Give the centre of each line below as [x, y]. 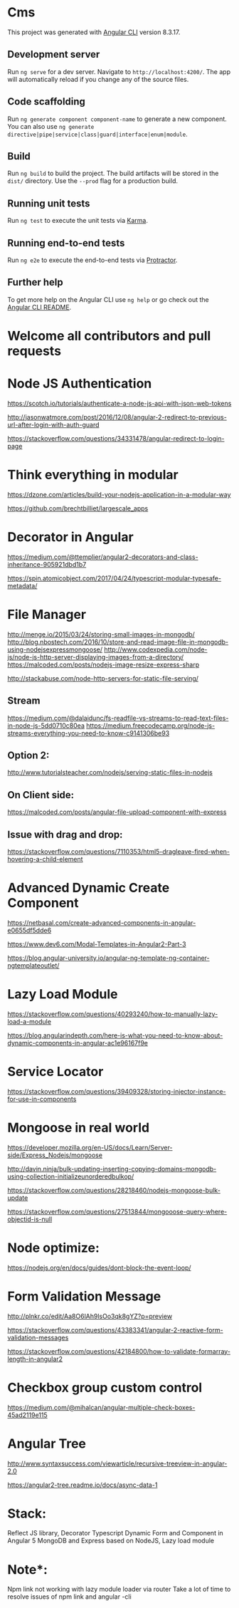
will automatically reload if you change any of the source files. [98, 79]
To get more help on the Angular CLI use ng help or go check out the [108, 299]
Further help [36, 282]
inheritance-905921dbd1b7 [47, 564]
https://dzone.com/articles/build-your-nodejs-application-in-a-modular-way [119, 494]
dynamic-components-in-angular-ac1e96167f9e [78, 1043]
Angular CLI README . [39, 307]
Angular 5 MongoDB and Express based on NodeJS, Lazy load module [111, 1541]
